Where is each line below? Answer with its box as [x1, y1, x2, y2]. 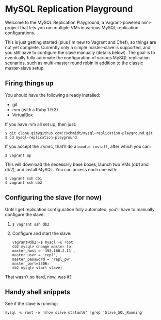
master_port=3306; [12, 261, 49, 266]
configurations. [5, 30, 35, 36]
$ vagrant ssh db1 [5, 176, 42, 181]
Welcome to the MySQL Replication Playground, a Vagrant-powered [5, 19, 141, 25]
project [5, 24, 19, 30]
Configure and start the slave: [12, 230, 72, 236]
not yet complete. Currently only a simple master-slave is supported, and [5, 44, 151, 50]
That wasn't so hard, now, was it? [5, 274, 72, 280]
